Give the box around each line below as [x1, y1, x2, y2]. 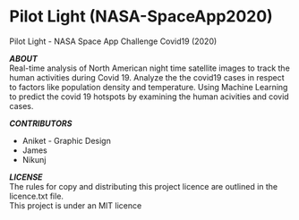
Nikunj [21, 154, 47, 165]
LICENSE [9, 172, 43, 182]
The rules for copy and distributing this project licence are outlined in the [9, 181, 278, 191]
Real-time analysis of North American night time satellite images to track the [9, 63, 291, 73]
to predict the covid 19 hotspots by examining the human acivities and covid [9, 91, 289, 102]
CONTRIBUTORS [9, 118, 73, 129]
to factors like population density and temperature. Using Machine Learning [9, 81, 288, 92]
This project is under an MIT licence [9, 199, 142, 211]
